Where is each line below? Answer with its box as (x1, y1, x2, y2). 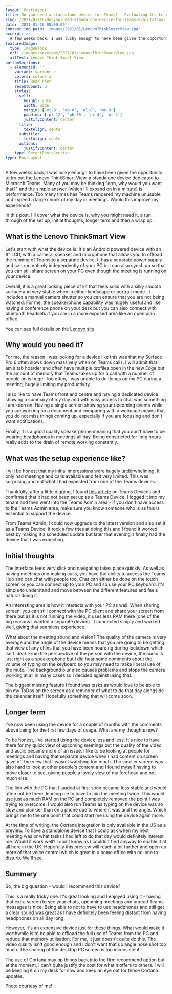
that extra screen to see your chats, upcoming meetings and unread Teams (5, 898, 164, 905)
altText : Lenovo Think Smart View (10, 55, 83, 60)
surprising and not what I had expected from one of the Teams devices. (5, 479, 156, 485)
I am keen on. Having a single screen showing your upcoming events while (5, 402, 163, 408)
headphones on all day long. (5, 915, 65, 921)
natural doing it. (5, 593, 38, 598)
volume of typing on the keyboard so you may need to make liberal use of (5, 661, 161, 667)
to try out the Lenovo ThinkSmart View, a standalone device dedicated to (5, 175, 159, 181)
